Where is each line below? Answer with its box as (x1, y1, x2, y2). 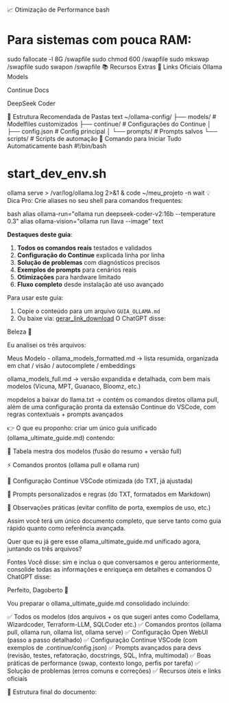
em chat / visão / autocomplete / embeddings (7, 361, 136, 369)
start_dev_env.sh (7, 166, 107, 182)
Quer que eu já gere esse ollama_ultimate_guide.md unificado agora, (7, 537, 201, 545)
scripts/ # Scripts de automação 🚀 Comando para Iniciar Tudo (7, 134, 182, 142)
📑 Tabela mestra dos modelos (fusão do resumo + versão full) (7, 446, 182, 455)
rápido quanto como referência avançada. (7, 523, 125, 532)
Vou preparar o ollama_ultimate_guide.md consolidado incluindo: (7, 599, 190, 607)
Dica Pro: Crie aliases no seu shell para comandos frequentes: (7, 196, 183, 204)
